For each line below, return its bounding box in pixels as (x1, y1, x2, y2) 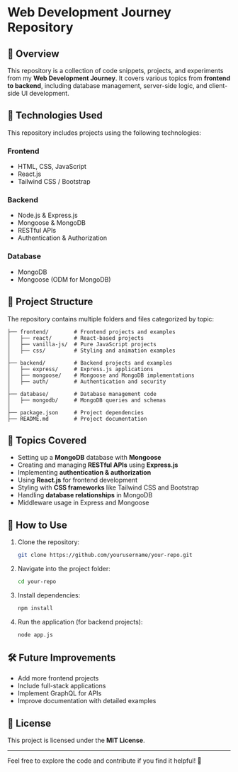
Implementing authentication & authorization (17, 468, 152, 477)
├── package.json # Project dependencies (7, 409, 144, 416)
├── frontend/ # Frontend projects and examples (7, 328, 176, 336)
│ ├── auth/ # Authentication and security (7, 377, 166, 385)
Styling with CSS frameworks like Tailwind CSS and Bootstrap (17, 483, 200, 492)
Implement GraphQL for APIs (17, 689, 102, 697)
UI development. (21, 89, 69, 97)
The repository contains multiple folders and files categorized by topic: (7, 314, 215, 323)
